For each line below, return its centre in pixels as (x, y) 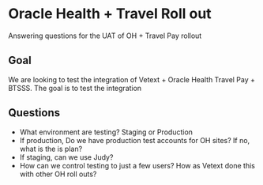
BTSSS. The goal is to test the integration (75, 88)
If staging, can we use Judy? (66, 157)
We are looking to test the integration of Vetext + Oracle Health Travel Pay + (131, 79)
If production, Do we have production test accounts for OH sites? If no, (135, 140)
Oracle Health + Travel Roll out (110, 14)
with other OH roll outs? (58, 174)
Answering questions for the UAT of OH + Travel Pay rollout (105, 36)
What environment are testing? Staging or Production (106, 132)
